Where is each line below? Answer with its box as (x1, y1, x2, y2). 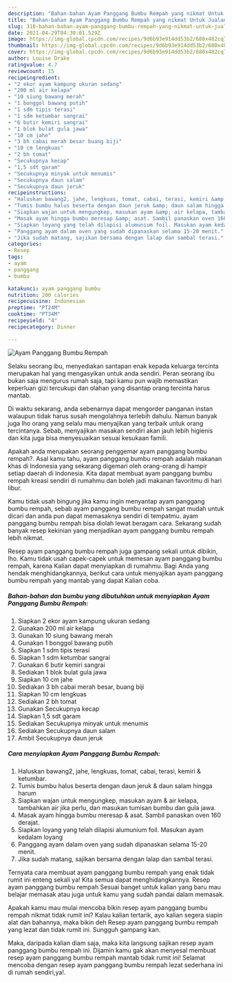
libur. (8, 484, 23, 492)
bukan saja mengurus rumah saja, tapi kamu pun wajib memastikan (8, 376, 198, 384)
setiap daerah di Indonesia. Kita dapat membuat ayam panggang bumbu (8, 469, 213, 477)
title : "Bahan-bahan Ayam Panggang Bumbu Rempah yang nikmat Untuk (8, 17, 206, 23)
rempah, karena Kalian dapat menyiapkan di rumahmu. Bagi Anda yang (8, 561, 209, 570)
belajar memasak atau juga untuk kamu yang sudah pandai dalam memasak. (8, 890, 224, 898)
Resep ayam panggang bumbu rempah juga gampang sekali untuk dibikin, (8, 547, 218, 555)
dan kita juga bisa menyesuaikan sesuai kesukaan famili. (8, 433, 168, 442)
